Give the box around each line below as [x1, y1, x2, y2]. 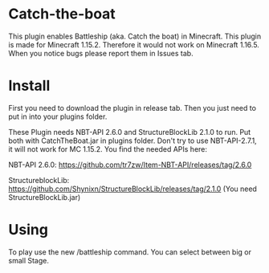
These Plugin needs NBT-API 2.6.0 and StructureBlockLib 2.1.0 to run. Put [8, 127, 251, 136]
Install [8, 77, 51, 95]
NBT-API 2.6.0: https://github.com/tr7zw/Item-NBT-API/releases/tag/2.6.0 [8, 160, 252, 169]
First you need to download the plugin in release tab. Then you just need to [8, 103, 257, 112]
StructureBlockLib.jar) [8, 192, 81, 202]
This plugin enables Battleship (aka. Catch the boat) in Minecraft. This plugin [8, 31, 262, 41]
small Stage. [8, 255, 50, 265]
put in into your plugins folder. [8, 112, 108, 121]
